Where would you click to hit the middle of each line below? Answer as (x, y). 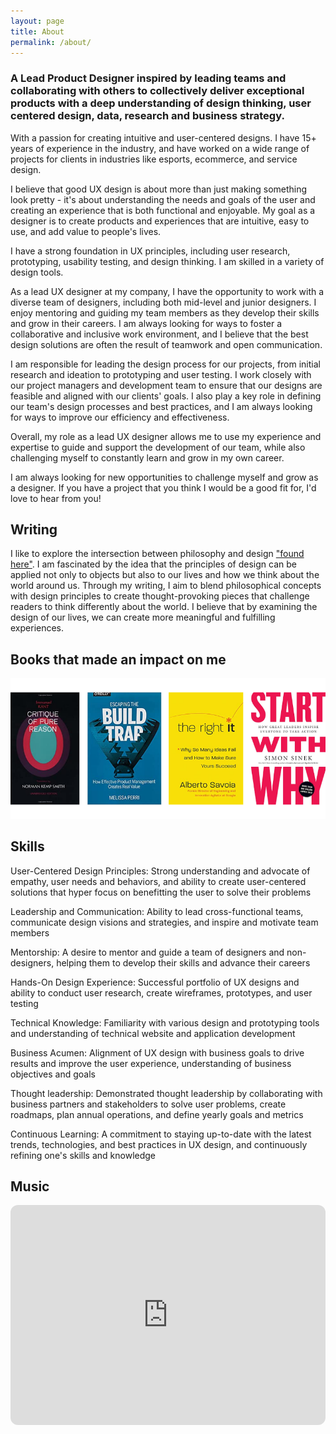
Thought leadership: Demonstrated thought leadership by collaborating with (166, 1093)
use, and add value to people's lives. (86, 231)
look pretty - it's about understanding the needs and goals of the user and (163, 199)
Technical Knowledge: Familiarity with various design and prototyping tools (165, 1022)
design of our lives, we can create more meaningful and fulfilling (143, 617)
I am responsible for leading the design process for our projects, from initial (165, 364)
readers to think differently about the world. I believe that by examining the (164, 607)
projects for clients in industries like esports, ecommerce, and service (154, 159)
